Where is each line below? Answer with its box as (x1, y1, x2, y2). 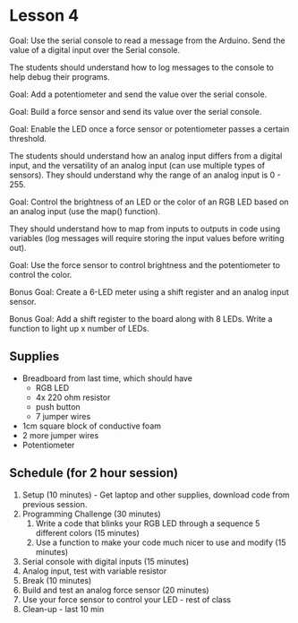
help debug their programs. (9, 71, 110, 82)
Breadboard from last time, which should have (21, 373, 192, 384)
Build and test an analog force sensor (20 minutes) (21, 584, 209, 595)
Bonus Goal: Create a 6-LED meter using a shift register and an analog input (9, 286, 289, 297)
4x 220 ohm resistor (35, 392, 111, 402)
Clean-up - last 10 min (21, 603, 105, 614)
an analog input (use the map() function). (9, 205, 161, 216)
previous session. (21, 498, 88, 509)
